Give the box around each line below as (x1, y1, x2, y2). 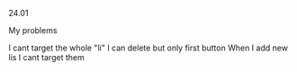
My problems (8, 25, 58, 35)
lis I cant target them (8, 52, 85, 62)
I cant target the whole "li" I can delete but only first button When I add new (8, 42, 289, 53)
